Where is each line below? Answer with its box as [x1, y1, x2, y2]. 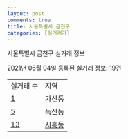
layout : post [7, 10, 45, 17]
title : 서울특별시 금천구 [7, 23, 71, 30]
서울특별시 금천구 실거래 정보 [7, 49, 85, 57]
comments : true [7, 17, 51, 24]
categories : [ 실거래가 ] [7, 29, 71, 37]
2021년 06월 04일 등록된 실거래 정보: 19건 [7, 64, 122, 73]
